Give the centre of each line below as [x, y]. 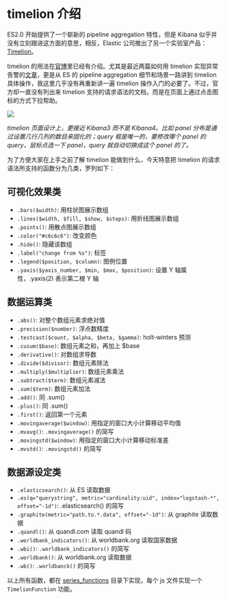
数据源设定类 [34, 472]
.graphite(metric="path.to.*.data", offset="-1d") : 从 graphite [108, 515]
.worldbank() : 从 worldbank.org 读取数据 [74, 557]
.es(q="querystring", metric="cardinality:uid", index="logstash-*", [118, 498]
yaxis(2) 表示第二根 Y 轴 [65, 278]
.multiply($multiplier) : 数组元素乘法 [70, 371]
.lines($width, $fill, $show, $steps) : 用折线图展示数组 [98, 218]
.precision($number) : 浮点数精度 [63, 328]
